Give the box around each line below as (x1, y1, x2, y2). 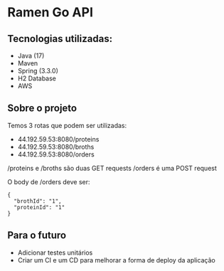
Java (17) (17, 51, 45, 60)
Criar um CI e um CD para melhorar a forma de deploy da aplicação (17, 255, 215, 264)
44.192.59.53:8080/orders (17, 150, 95, 159)
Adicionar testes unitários (17, 248, 93, 257)
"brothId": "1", (14, 197, 62, 205)
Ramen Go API (7, 4, 94, 21)
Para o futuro (7, 229, 66, 242)
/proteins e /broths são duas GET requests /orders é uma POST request (7, 164, 217, 172)
